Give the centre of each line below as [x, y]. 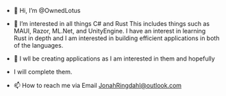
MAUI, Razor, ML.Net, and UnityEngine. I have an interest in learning [110, 31]
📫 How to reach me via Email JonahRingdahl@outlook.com [98, 85]
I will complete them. [43, 72]
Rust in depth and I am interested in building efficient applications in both [116, 38]
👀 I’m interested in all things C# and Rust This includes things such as [112, 23]
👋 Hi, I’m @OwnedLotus [47, 11]
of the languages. [38, 45]
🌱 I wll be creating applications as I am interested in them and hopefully [114, 59]
